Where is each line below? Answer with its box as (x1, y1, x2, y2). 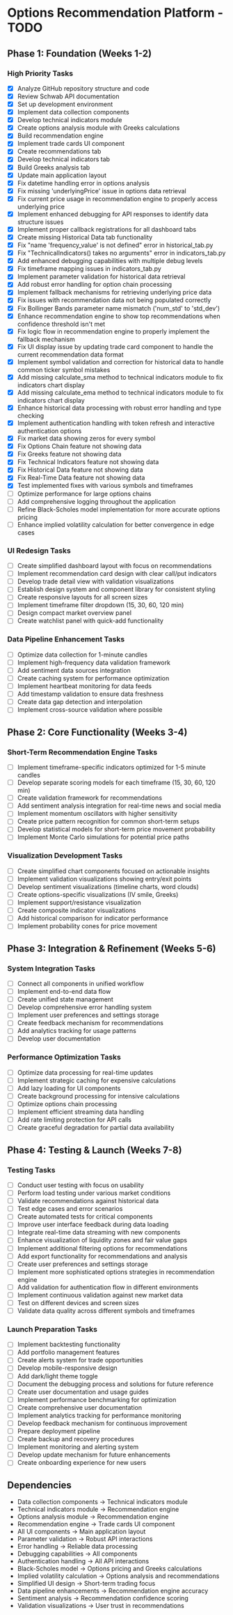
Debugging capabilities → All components (17, 1549, 138, 1558)
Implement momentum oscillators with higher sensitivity (17, 810, 177, 818)
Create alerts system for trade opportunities (17, 1356, 144, 1364)
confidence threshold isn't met (17, 320, 106, 328)
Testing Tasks (7, 1165, 56, 1175)
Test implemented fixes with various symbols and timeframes (17, 482, 193, 490)
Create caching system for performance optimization (17, 674, 170, 683)
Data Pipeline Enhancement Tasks (7, 634, 125, 644)
